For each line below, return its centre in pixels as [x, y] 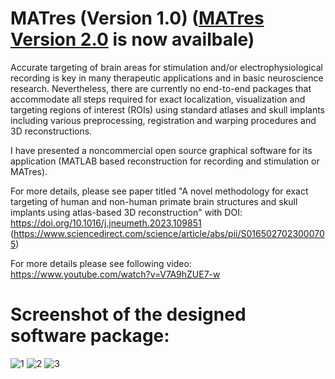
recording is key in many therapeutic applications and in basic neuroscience [167, 78]
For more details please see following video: [101, 263]
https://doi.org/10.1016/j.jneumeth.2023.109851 [106, 223]
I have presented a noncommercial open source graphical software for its [161, 150]
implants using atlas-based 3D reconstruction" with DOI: [126, 212]
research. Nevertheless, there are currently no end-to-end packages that [161, 88]
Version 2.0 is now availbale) [132, 39]
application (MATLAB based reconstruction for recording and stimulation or [165, 161]
